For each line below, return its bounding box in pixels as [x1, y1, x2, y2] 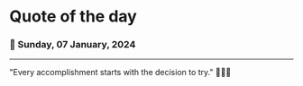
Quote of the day [9, 6, 137, 27]
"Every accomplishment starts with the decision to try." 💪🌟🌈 [9, 67, 232, 78]
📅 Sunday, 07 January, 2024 [9, 39, 136, 51]
